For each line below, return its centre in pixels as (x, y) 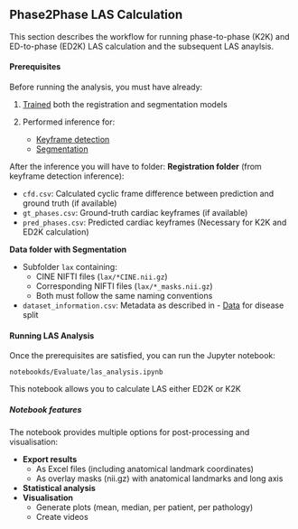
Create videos (62, 517)
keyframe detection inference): (67, 176)
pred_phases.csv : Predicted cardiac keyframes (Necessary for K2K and (154, 223)
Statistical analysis (59, 488)
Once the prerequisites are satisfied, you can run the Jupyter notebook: (142, 356)
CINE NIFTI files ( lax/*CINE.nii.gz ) (102, 277)
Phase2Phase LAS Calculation (96, 15)
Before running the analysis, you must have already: (106, 87)
